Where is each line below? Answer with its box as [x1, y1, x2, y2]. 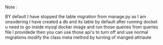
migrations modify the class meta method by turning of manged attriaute [5, 34, 152, 40]
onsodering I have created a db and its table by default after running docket [5, 19, 158, 24]
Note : [5, 4, 18, 10]
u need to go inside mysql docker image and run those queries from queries [5, 24, 158, 30]
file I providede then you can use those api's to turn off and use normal [5, 29, 148, 35]
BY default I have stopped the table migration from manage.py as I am [5, 14, 146, 19]
